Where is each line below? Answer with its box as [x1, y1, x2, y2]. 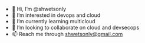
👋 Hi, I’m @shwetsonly [11, 6, 67, 12]
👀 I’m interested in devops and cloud [11, 12, 101, 19]
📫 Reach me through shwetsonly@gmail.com [11, 31, 123, 37]
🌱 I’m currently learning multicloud [11, 18, 95, 24]
